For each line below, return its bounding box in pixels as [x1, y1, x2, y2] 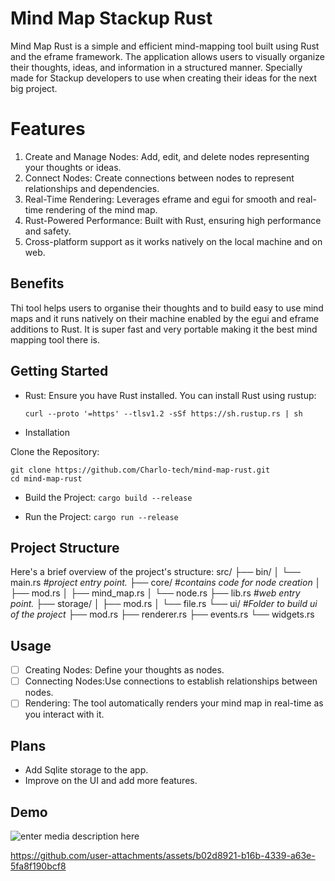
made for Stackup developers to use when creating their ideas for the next [10, 72, 318, 84]
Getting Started [10, 363, 109, 380]
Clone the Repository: [10, 445, 100, 457]
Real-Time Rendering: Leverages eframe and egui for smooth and [24, 193, 295, 205]
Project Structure [10, 539, 120, 556]
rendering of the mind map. [45, 203, 158, 216]
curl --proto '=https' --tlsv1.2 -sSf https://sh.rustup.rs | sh [24, 408, 303, 419]
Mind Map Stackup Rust [10, 7, 213, 30]
